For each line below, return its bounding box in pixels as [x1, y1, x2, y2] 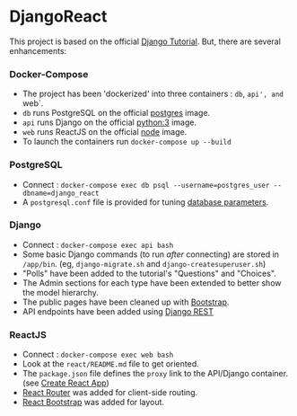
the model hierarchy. [22, 287, 99, 297]
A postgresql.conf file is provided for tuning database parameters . [22, 196, 269, 208]
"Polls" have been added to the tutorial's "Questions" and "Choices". [22, 268, 276, 279]
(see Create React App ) [22, 377, 109, 388]
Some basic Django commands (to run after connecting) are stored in [22, 249, 280, 260]
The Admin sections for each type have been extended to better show [22, 277, 282, 288]
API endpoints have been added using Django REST [22, 305, 214, 316]
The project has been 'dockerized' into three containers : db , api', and [22, 88, 284, 100]
